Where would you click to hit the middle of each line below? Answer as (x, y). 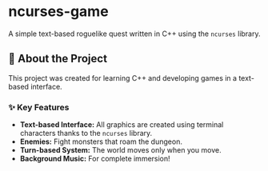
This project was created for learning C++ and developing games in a (123, 78)
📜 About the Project (58, 59)
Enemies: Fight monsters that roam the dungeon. (101, 141)
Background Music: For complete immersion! (95, 159)
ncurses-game (59, 12)
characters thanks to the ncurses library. (86, 133)
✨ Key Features (39, 107)
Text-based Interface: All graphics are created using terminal (122, 125)
